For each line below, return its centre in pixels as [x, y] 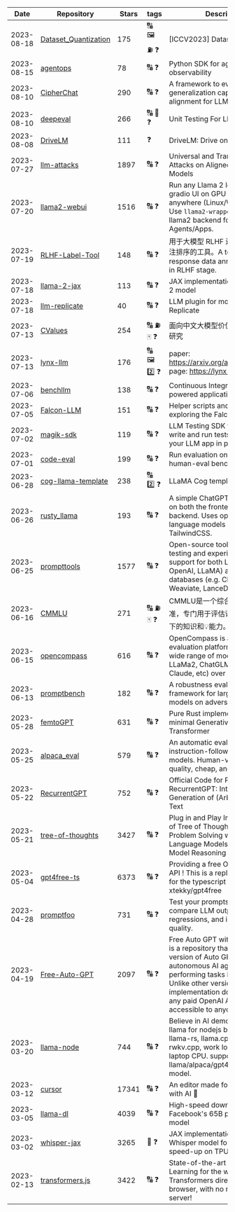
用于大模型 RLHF [196, 241]
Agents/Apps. [191, 229]
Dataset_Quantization [75, 39]
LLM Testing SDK [197, 426]
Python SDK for [194, 64]
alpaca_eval [60, 756]
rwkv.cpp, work [194, 1047]
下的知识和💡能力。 [199, 626]
